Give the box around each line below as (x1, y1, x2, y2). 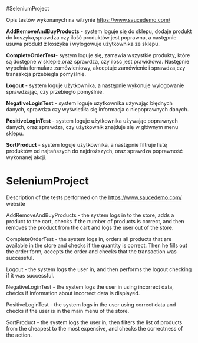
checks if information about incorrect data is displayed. (6, 289, 140, 296)
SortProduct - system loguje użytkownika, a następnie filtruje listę (6, 141, 167, 148)
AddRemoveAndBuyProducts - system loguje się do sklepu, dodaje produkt (6, 28, 192, 35)
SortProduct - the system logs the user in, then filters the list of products (6, 318, 183, 326)
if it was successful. (6, 272, 55, 279)
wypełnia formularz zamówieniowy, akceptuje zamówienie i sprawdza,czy (6, 64, 186, 71)
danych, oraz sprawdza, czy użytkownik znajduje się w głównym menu (6, 124, 179, 130)
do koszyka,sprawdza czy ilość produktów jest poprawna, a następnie (6, 34, 177, 41)
